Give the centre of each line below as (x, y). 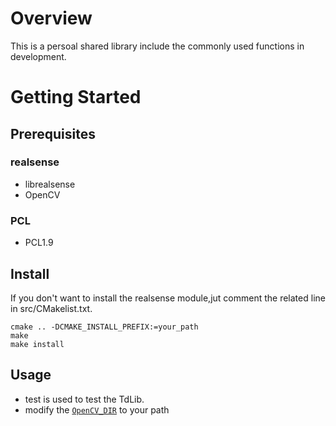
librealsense (50, 184)
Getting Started (76, 97)
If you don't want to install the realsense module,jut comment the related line (168, 298)
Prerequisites (53, 133)
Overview (51, 18)
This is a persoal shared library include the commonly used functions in (157, 46)
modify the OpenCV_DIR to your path (97, 409)
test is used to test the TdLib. (84, 399)
